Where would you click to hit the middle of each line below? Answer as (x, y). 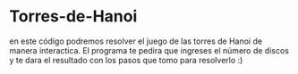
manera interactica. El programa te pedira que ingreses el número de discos (149, 50)
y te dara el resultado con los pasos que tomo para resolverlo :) (126, 60)
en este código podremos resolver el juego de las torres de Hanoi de (136, 41)
